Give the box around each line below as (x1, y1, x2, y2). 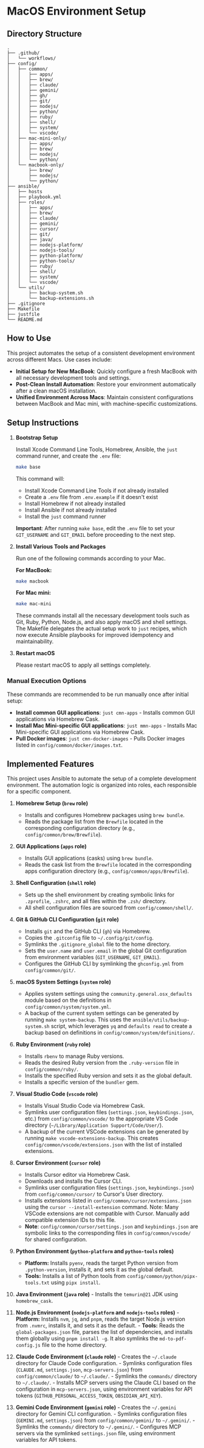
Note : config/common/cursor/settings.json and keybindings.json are (24, 1223, 199, 1230)
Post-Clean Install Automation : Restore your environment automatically (15, 380, 196, 388)
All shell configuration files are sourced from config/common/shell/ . (24, 904, 194, 912)
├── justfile (7, 311, 40, 318)
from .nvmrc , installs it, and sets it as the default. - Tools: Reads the (15, 1322, 185, 1329)
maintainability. (15, 638, 54, 645)
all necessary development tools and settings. (15, 374, 131, 382)
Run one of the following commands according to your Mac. (15, 555, 166, 562)
